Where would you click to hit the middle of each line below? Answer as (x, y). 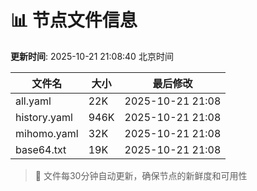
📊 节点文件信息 (74, 20)
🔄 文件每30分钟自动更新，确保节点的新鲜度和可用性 (141, 175)
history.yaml (44, 117)
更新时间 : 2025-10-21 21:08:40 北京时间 (92, 56)
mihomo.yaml (47, 133)
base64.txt (41, 149)
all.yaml (33, 101)
